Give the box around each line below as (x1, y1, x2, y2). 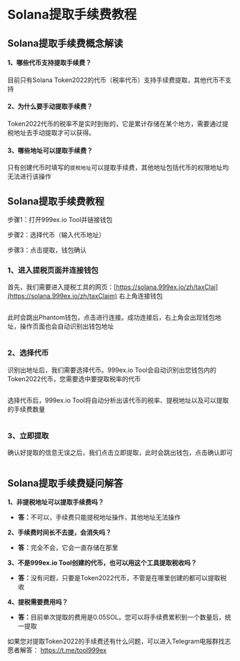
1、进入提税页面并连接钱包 (7, 265, 99, 275)
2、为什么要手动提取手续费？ (7, 102, 93, 111)
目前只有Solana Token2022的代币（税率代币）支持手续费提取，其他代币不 (7, 76, 226, 84)
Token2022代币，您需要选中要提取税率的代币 (7, 374, 141, 383)
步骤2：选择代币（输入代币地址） (7, 231, 106, 239)
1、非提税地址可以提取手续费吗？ (7, 498, 105, 506)
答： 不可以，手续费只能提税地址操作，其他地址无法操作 (17, 513, 181, 521)
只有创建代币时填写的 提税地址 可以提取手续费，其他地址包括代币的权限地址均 (7, 163, 229, 172)
